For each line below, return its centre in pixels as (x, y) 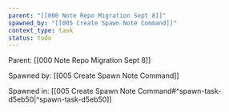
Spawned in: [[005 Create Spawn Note (72, 91)
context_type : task (41, 30)
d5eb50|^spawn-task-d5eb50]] (60, 99)
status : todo (30, 38)
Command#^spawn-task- (179, 91)
